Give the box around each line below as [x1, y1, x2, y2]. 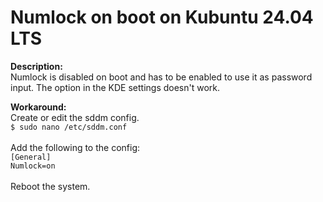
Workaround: [10, 101, 67, 113]
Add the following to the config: [10, 141, 141, 153]
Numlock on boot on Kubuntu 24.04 [10, 6, 314, 29]
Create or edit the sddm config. [10, 111, 140, 123]
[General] [10, 152, 52, 162]
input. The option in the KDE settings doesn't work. [10, 81, 221, 93]
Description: [10, 60, 63, 72]
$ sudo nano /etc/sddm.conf [10, 122, 128, 132]
